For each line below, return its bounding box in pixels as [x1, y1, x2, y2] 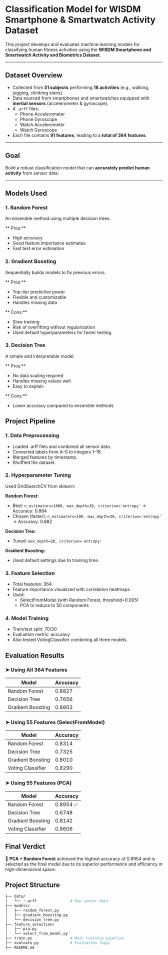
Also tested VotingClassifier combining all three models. [12, 636, 128, 643]
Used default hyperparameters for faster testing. [12, 329, 112, 335]
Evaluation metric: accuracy [12, 631, 70, 637]
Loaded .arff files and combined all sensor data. [12, 443, 111, 449]
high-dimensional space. [5, 866, 56, 872]
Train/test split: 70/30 [12, 626, 57, 632]
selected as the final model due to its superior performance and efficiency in [5, 861, 163, 867]
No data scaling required [12, 372, 63, 378]
